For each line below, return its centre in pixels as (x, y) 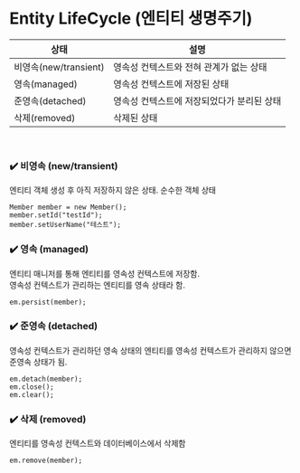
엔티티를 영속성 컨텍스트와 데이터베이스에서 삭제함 (98, 443)
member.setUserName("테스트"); (66, 225)
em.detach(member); (46, 379)
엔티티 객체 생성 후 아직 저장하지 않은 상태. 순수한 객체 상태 (113, 190)
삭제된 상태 (136, 118)
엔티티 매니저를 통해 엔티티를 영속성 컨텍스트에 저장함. (105, 273)
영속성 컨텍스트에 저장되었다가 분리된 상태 (197, 100)
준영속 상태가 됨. (38, 362)
